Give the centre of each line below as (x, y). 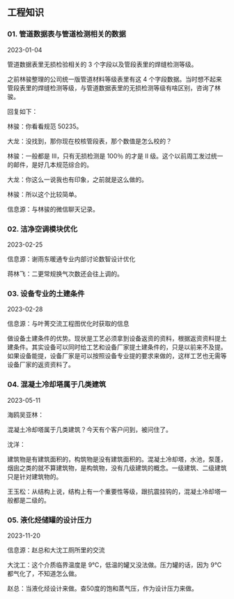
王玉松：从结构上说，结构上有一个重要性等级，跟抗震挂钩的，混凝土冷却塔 (114, 491)
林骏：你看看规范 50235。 (45, 126)
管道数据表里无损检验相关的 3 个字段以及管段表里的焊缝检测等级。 (102, 64)
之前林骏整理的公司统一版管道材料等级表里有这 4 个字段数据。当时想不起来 (115, 79)
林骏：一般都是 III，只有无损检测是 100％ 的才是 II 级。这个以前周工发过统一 (115, 156)
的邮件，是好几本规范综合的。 (50, 164)
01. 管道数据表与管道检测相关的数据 (67, 34)
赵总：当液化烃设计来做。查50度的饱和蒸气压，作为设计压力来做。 (103, 588)
